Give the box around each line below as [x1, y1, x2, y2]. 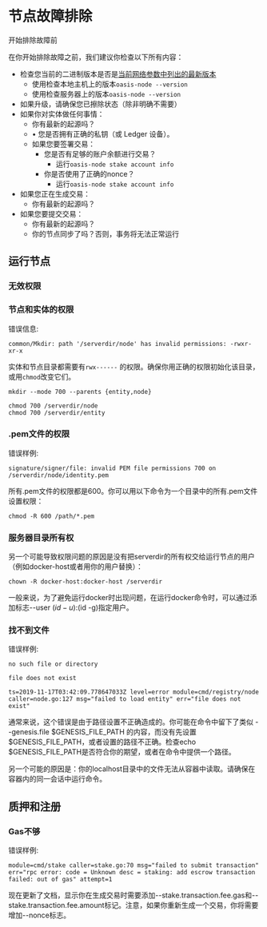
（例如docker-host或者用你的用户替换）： [8, 562, 144, 571]
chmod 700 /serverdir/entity [8, 408, 106, 416]
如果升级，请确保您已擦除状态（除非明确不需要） [19, 99, 181, 109]
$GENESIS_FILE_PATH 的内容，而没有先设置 [50, 727, 197, 737]
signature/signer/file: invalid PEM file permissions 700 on [8, 464, 217, 472]
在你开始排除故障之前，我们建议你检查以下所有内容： [8, 52, 184, 62]
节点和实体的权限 [8, 304, 74, 316]
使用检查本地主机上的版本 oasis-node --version [31, 79, 188, 89]
